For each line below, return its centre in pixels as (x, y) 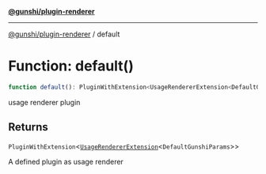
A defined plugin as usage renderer (66, 161)
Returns (28, 127)
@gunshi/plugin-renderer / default (64, 34)
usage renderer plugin (44, 102)
